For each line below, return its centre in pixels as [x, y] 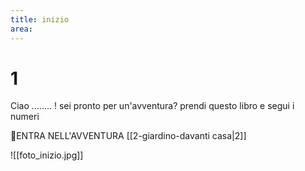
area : [21, 29]
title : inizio [40, 19]
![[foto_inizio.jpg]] [47, 155]
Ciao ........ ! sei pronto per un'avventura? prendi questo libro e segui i [152, 106]
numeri [25, 117]
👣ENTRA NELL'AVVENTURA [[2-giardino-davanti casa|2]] [128, 136]
